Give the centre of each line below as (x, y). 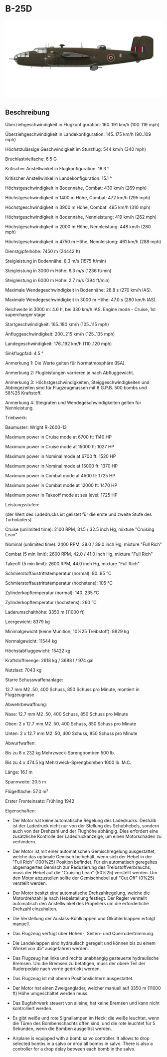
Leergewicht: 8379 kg (28, 622)
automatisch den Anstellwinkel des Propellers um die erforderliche (81, 903)
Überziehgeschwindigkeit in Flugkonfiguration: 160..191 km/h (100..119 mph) (82, 124)
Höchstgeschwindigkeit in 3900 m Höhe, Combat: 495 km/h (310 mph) (78, 207)
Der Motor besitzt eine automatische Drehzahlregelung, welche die (81, 893)
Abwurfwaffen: (20, 743)
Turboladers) (18, 519)
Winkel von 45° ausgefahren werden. (51, 948)
